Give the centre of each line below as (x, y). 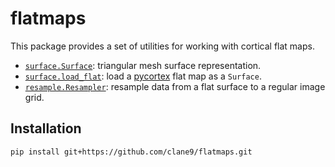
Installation (46, 128)
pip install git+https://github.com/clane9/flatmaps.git (131, 152)
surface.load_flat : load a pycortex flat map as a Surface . (143, 76)
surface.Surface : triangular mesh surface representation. (143, 65)
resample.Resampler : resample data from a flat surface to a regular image (175, 86)
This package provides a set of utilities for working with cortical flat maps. (162, 46)
